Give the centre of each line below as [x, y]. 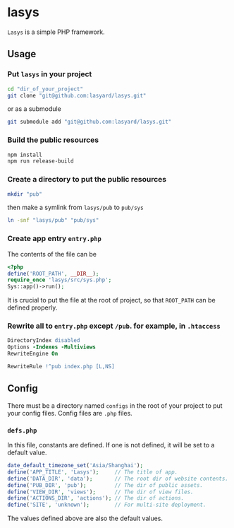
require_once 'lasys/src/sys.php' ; [60, 280]
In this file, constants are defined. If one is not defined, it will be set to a [111, 445]
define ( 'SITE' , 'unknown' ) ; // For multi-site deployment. [107, 505]
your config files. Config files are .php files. [70, 413]
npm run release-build [41, 161]
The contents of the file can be [52, 254]
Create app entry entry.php [55, 239]
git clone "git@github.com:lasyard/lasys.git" [77, 95]
